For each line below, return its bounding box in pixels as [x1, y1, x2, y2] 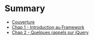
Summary [4, 3, 45, 14]
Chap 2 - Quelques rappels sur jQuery [11, 29, 89, 35]
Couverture [11, 19, 35, 25]
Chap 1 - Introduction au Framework [11, 24, 85, 30]
